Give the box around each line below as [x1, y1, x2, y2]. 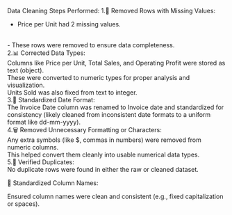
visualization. [7, 81, 45, 89]
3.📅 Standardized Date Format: [7, 96, 95, 104]
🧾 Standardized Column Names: [7, 179, 99, 187]
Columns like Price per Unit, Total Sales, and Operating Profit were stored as [7, 59, 226, 67]
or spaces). [7, 200, 40, 208]
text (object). [7, 66, 44, 74]
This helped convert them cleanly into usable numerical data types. [7, 150, 200, 159]
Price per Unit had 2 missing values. [17, 20, 121, 28]
